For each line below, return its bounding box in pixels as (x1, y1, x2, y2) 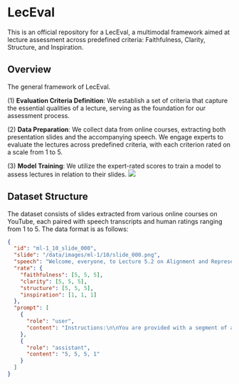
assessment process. (7, 111, 70, 119)
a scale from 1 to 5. (7, 147, 63, 156)
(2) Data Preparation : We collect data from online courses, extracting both (7, 125, 226, 134)
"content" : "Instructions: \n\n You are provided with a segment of (26, 324, 228, 331)
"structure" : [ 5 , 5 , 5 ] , (20, 284, 94, 292)
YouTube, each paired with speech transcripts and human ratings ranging (7, 217, 223, 225)
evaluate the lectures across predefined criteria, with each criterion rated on (7, 140, 231, 149)
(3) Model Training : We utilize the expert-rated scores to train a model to (7, 161, 222, 170)
